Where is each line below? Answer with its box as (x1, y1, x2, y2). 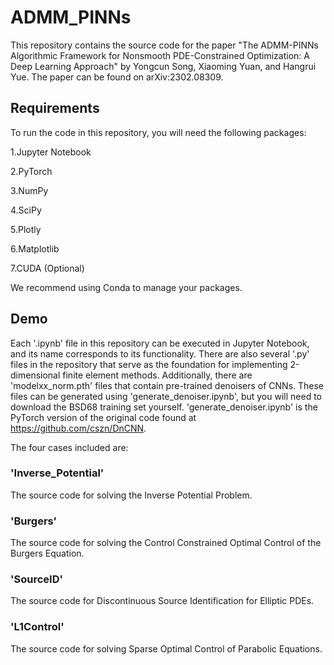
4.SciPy (10, 204, 42, 216)
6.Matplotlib (10, 242, 60, 255)
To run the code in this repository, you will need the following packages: (10, 126, 307, 138)
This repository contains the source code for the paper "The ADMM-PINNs (10, 39, 319, 51)
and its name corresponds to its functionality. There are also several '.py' (10, 347, 310, 360)
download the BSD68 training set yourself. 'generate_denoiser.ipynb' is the (10, 401, 318, 413)
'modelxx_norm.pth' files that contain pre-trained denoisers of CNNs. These (10, 379, 325, 391)
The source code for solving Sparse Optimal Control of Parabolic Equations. (10, 642, 323, 655)
